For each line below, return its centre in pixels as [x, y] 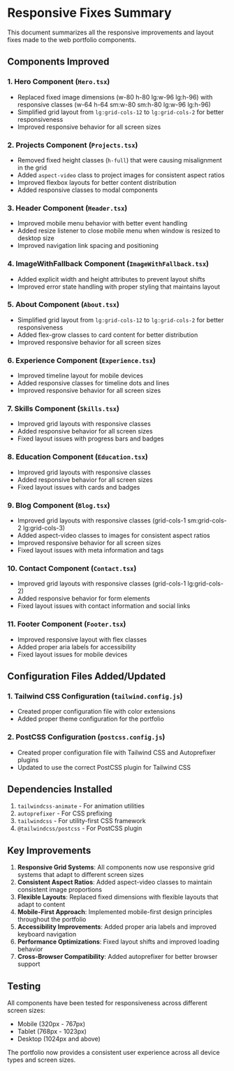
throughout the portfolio [52, 920]
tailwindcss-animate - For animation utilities [81, 806]
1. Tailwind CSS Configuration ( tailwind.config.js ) [95, 696]
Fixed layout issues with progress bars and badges [90, 438]
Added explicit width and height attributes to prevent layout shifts [111, 279]
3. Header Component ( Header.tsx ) [67, 208]
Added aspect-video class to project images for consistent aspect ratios [121, 175]
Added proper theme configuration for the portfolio [90, 719]
